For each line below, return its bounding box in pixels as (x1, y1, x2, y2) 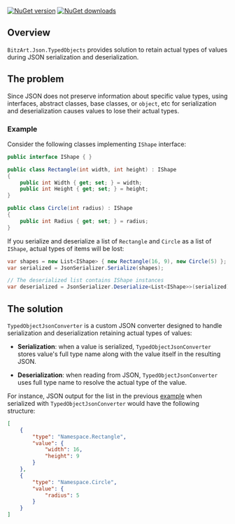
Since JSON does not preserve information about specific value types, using (7, 92, 228, 100)
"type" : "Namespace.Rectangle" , (32, 433, 127, 440)
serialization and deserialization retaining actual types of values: (7, 329, 192, 337)
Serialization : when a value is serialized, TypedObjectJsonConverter (17, 342, 212, 350)
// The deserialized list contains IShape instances (7, 277, 164, 284)
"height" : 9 (44, 453, 80, 460)
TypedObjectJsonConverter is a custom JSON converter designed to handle (7, 321, 222, 330)
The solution (7, 303, 64, 315)
